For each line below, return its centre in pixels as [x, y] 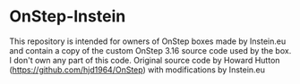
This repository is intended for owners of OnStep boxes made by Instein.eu [148, 41]
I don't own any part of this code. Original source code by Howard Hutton [145, 60]
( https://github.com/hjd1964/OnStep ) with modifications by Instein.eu [137, 70]
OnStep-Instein [68, 17]
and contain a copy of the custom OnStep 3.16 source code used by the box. [150, 50]
